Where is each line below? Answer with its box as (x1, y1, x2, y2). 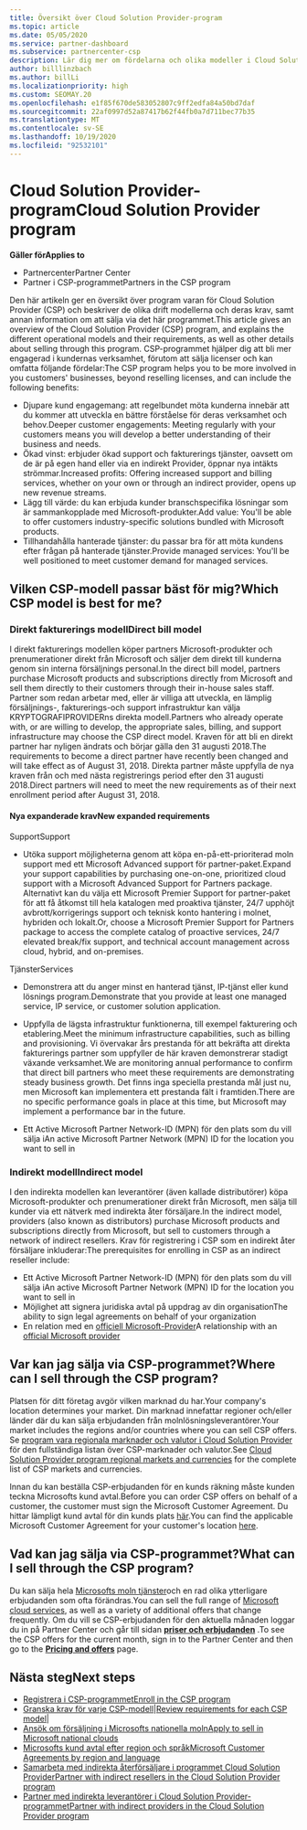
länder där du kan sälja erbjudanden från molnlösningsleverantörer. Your (9, 1414, 280, 1426)
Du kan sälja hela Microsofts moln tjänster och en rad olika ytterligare (9, 1585, 268, 1596)
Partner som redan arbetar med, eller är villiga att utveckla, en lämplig (9, 692, 272, 704)
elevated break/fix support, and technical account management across (22, 936, 291, 947)
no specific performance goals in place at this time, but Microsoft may (22, 1096, 287, 1107)
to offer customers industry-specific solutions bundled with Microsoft (22, 516, 285, 527)
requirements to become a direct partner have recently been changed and (9, 750, 289, 761)
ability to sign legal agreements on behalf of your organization (22, 1311, 257, 1322)
